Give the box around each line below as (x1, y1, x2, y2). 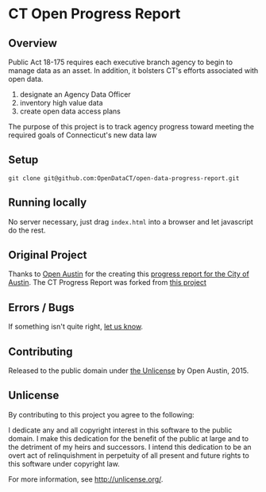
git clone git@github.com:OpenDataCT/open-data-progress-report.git (8, 174, 240, 183)
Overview (8, 37, 58, 50)
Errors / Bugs (8, 301, 75, 314)
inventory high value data (19, 98, 103, 107)
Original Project (8, 248, 87, 262)
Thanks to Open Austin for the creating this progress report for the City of (8, 269, 250, 279)
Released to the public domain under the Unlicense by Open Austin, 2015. (8, 366, 249, 375)
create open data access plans (19, 106, 121, 116)
